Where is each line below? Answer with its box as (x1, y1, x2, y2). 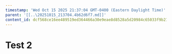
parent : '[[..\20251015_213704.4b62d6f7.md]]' (5, 12, 106, 17)
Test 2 (5, 39, 32, 51)
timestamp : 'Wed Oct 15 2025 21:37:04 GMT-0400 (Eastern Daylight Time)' (5, 7, 166, 13)
